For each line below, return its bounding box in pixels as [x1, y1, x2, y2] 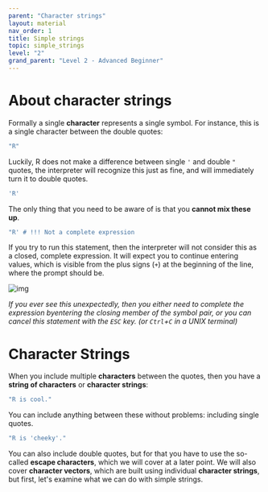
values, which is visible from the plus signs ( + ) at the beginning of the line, [8, 259, 254, 270]
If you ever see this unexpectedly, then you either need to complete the [8, 300, 244, 309]
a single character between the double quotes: [8, 126, 163, 136]
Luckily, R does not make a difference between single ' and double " [8, 156, 236, 166]
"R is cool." [8, 395, 52, 403]
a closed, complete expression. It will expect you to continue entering [8, 251, 239, 261]
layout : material [8, 19, 67, 27]
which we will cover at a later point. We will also [97, 457, 256, 467]
